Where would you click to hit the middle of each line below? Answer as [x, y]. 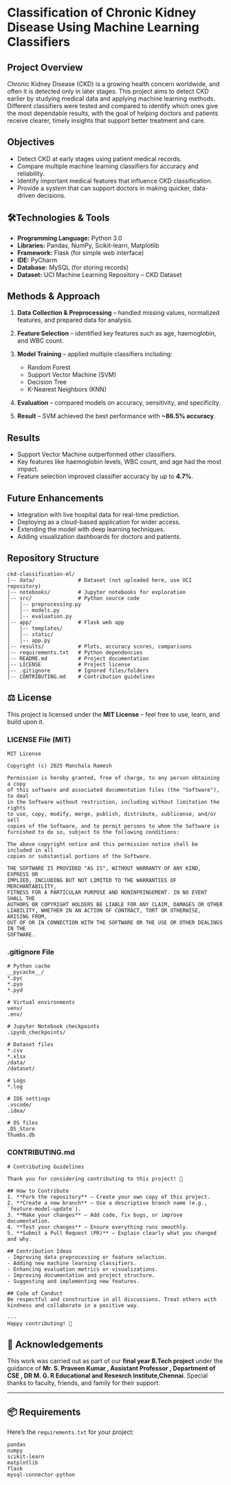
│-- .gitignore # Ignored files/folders [78, 670]
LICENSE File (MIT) [39, 739]
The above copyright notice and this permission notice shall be [102, 844]
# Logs [16, 1081]
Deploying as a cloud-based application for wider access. [99, 522]
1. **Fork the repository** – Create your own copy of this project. [109, 1197]
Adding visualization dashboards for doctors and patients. [99, 537]
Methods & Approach [54, 297]
